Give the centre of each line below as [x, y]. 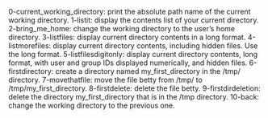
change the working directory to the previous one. [92, 105]
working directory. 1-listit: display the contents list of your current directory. [134, 20]
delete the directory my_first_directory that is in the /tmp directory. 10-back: [134, 97]
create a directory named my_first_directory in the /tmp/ [148, 71]
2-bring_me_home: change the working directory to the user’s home [122, 28]
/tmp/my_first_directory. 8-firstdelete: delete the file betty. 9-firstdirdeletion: [134, 88]
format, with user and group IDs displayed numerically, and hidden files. [128, 63]
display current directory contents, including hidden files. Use [155, 46]
